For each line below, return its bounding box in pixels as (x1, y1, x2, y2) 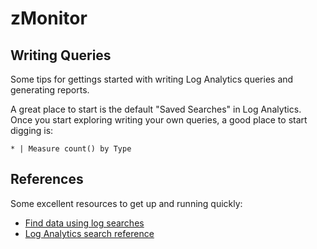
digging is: (10, 125, 54, 136)
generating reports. (10, 84, 90, 96)
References (10, 171, 84, 188)
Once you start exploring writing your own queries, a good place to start (10, 114, 308, 126)
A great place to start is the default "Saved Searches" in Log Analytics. (10, 103, 302, 115)
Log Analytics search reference (24, 227, 155, 239)
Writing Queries (10, 47, 112, 64)
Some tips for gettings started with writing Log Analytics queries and (10, 73, 294, 85)
